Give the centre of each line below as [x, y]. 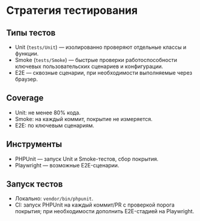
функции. [27, 54]
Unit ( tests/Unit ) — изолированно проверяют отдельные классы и [101, 47]
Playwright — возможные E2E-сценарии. [67, 165]
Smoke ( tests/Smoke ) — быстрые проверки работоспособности [96, 60]
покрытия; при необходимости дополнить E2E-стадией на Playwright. [105, 211]
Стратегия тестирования [72, 11]
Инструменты [34, 144]
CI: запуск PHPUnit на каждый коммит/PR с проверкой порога [95, 205]
